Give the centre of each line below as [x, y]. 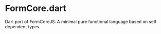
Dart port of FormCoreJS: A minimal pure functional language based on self [81, 22]
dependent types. [23, 26]
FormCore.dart [36, 8]
